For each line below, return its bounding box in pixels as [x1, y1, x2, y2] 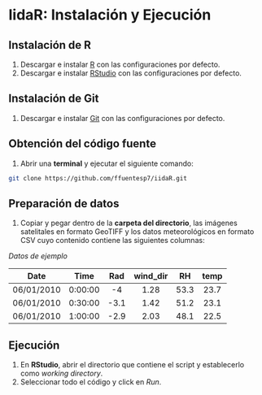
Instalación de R [8, 38, 92, 52]
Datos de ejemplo [8, 251, 68, 261]
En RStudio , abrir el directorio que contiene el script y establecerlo [20, 360, 245, 370]
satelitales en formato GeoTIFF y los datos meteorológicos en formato [20, 227, 255, 237]
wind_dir [133, 271, 168, 282]
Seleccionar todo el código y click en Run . [20, 377, 162, 387]
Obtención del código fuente [8, 137, 157, 151]
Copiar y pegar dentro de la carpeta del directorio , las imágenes [20, 218, 238, 228]
